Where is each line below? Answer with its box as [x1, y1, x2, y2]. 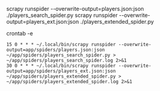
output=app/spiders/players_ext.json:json [6, 68, 116, 74]
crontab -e [6, 30, 34, 37]
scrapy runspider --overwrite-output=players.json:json [6, 5, 145, 12]
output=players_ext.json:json [6, 18, 79, 25]
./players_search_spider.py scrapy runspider [6, 12, 118, 19]
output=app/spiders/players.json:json [6, 47, 105, 53]
